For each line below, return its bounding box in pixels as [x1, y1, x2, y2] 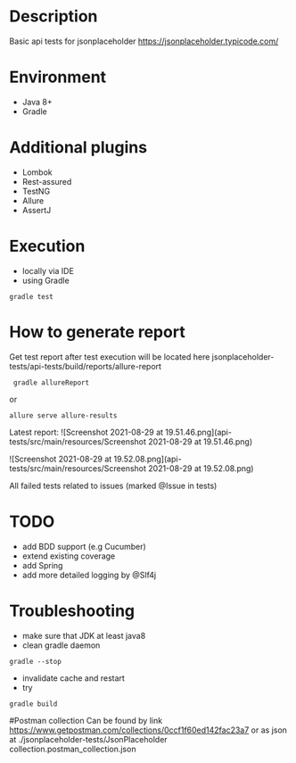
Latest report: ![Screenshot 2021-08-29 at [9, 427, 163, 437]
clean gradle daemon [21, 640, 101, 651]
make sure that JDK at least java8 [21, 630, 146, 641]
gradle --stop [9, 657, 62, 666]
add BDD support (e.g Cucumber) [21, 541, 147, 552]
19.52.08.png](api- [113, 453, 182, 464]
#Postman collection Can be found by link [9, 715, 163, 726]
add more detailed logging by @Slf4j [21, 569, 157, 580]
